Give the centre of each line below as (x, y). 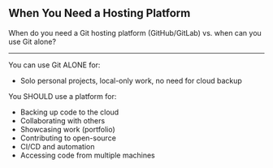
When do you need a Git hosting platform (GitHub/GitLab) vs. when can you (135, 32)
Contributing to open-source (68, 138)
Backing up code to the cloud (69, 112)
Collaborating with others (63, 120)
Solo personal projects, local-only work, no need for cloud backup (131, 80)
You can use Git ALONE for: (54, 65)
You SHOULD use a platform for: (63, 96)
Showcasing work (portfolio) (67, 129)
